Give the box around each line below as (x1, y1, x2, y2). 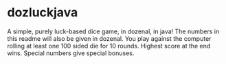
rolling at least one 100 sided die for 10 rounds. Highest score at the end (7, 42, 211, 50)
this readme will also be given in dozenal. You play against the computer (7, 34, 212, 42)
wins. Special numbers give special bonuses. (7, 49, 135, 57)
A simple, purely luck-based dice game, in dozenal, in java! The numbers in (7, 27, 220, 35)
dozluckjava (7, 5, 78, 20)
